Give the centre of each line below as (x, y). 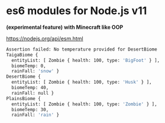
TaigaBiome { (22, 55)
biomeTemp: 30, (30, 109)
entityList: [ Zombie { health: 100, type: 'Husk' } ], (82, 82)
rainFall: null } (33, 93)
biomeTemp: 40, (30, 88)
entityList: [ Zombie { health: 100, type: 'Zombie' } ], (85, 104)
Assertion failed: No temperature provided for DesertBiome (82, 49)
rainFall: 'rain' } (35, 115)
